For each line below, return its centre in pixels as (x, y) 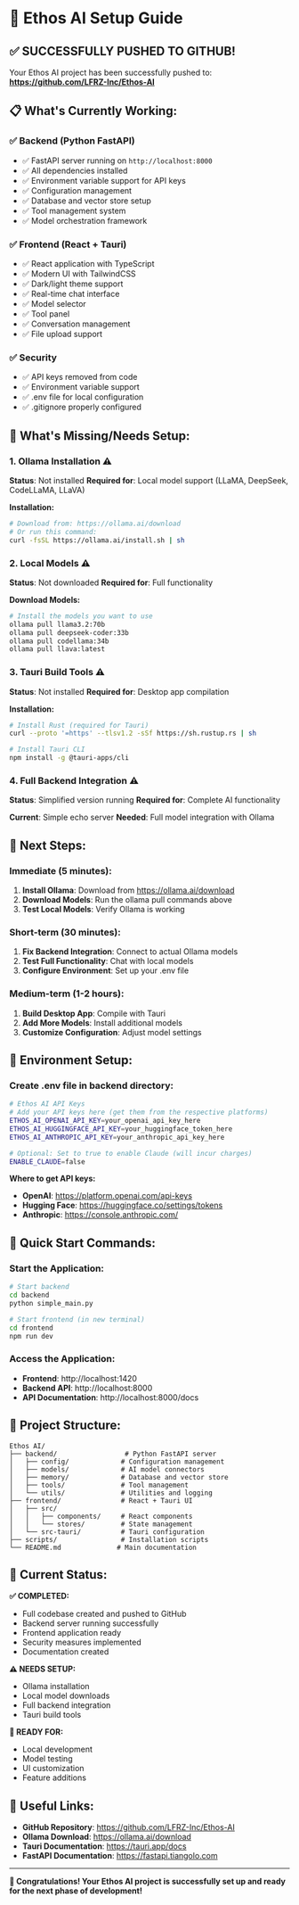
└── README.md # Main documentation (103, 1547)
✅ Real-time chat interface (71, 293)
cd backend (29, 1295)
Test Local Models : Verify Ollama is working (103, 910)
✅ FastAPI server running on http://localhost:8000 (117, 161)
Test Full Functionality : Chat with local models (108, 961)
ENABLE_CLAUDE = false (48, 1162)
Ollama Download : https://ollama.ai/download (106, 1837)
